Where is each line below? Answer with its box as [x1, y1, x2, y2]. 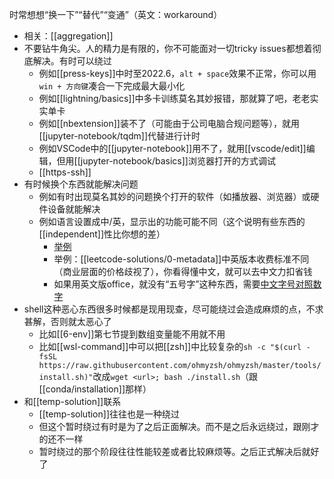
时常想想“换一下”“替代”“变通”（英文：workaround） [9, 9, 223, 20]
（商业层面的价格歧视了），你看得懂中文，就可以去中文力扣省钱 [53, 266, 313, 277]
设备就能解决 [47, 203, 101, 215]
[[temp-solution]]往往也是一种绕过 [38, 408, 180, 420]
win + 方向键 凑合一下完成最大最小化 [38, 80, 186, 92]
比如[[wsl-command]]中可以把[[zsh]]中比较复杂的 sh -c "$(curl [38, 341, 302, 352]
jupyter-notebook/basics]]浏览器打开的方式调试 [80, 155, 276, 167]
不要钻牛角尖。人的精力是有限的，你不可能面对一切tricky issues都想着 [23, 43, 313, 54]
